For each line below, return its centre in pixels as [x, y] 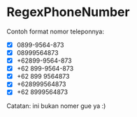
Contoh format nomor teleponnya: [55, 31]
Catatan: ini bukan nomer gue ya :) [56, 106]
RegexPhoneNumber [68, 12]
